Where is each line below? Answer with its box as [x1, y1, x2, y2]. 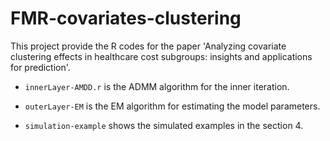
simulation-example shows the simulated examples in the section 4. [24, 119, 304, 131]
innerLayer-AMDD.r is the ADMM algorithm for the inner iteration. [24, 80, 290, 92]
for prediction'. [10, 61, 71, 73]
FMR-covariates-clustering [10, 7, 242, 30]
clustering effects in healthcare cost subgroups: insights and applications [10, 50, 313, 62]
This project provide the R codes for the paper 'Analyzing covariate [10, 40, 287, 52]
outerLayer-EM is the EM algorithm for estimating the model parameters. [24, 100, 321, 112]
